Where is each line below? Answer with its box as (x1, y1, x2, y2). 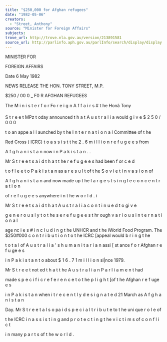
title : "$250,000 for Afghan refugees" (5, 7, 88, 13)
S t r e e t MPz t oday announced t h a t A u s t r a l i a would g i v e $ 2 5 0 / (5, 114, 161, 120)
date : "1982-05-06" (5, 12, 46, 17)
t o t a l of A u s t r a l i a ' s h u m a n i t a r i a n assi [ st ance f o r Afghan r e (5, 242, 162, 248)
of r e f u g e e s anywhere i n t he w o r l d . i (5, 192, 97, 198)
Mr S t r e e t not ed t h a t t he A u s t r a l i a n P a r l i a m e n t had (5, 266, 143, 273)
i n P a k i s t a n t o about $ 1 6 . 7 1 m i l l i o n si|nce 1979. (5, 257, 125, 263)
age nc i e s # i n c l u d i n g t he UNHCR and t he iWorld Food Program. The (5, 227, 162, 233)
